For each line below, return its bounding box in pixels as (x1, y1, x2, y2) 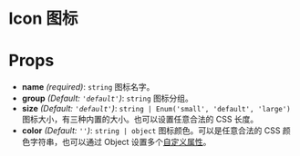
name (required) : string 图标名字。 (21, 82, 155, 93)
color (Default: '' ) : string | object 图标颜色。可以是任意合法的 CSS (21, 125, 281, 136)
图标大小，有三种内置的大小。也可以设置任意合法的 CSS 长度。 (21, 114, 259, 125)
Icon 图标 (8, 8, 78, 29)
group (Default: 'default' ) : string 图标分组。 (21, 93, 193, 104)
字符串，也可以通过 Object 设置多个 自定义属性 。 (29, 137, 212, 148)
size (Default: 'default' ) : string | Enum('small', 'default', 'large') (21, 103, 291, 114)
